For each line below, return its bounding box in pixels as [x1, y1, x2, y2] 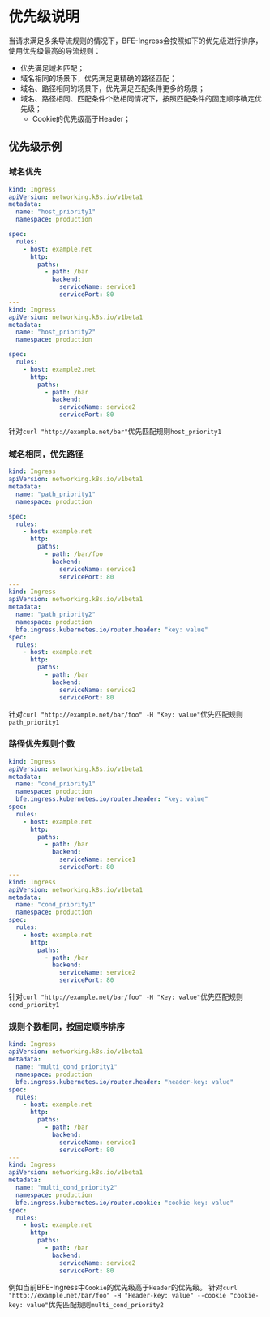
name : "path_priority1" [15, 490, 96, 498]
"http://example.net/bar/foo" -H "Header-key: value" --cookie [8, 1291, 227, 1299]
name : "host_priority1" [15, 208, 96, 216]
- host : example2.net [23, 365, 96, 373]
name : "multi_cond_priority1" [15, 1063, 118, 1071]
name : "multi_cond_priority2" [15, 1184, 118, 1192]
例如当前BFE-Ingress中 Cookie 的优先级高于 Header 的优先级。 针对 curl [8, 1282, 238, 1292]
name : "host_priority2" [15, 328, 96, 337]
